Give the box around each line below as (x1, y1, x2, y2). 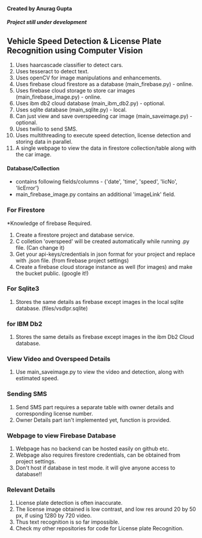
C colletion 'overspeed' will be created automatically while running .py (15, 238, 190, 245)
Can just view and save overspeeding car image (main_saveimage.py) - (15, 113, 193, 120)
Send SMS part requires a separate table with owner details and (15, 403, 174, 410)
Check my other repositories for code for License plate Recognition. (15, 525, 184, 532)
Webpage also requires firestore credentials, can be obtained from (15, 451, 181, 459)
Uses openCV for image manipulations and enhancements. (15, 74, 162, 81)
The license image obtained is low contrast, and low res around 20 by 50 (15, 506, 196, 513)
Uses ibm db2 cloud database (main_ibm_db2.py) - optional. (15, 100, 166, 107)
